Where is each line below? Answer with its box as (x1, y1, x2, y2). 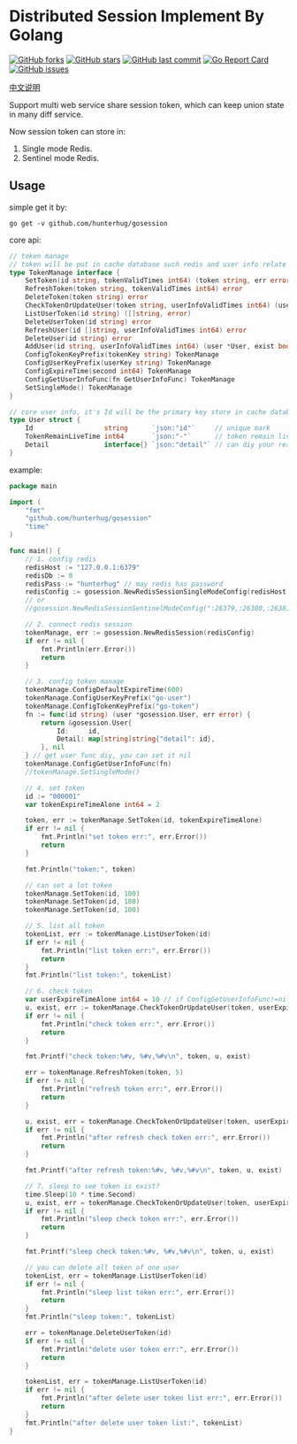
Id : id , (56, 726, 101, 735)
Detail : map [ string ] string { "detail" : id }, (56, 734, 216, 744)
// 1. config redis (25, 555, 97, 564)
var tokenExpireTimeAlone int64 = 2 (25, 800, 161, 809)
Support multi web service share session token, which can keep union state (9, 99, 285, 110)
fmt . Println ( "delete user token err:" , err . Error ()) (41, 1345, 240, 1354)
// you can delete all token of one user (25, 1263, 179, 1271)
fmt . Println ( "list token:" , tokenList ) (25, 971, 172, 979)
